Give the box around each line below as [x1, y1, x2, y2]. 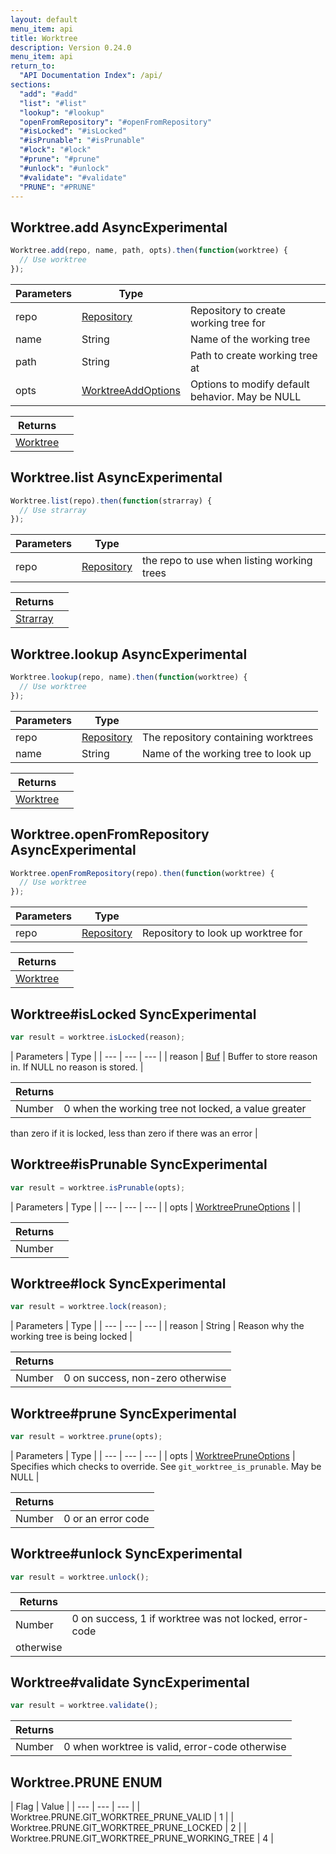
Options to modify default [189, 377, 310, 391]
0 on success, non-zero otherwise [63, 1371, 227, 1385]
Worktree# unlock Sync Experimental [10, 1546, 243, 1563]
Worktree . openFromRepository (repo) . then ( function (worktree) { [10, 868, 275, 878]
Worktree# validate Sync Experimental [10, 1674, 250, 1691]
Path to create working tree [189, 348, 318, 362]
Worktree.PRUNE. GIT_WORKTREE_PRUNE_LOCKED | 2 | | [10, 1822, 247, 1834]
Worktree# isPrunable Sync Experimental [10, 1156, 268, 1173]
